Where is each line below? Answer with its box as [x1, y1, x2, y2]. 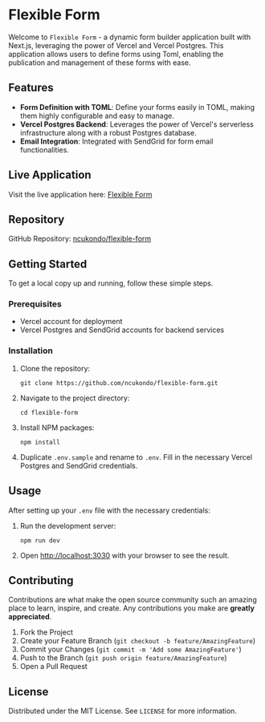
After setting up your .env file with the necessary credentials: [8, 505, 210, 515]
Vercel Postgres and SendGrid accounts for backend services [19, 325, 225, 335]
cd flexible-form [19, 408, 79, 416]
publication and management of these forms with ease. [8, 58, 191, 67]
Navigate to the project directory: [19, 393, 130, 403]
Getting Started [8, 257, 88, 270]
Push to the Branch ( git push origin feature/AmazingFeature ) [19, 653, 227, 663]
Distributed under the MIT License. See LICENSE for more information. [8, 706, 237, 716]
